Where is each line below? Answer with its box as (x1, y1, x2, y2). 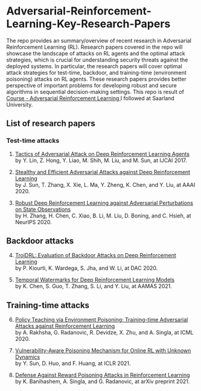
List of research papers (6, 119, 95, 129)
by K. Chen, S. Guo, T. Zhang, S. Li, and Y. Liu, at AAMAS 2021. (14, 283, 172, 290)
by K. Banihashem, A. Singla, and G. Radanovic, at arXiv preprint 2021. (14, 378, 190, 385)
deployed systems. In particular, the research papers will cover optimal (6, 62, 182, 70)
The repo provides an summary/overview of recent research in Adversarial (6, 37, 192, 44)
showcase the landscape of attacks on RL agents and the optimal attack (6, 49, 185, 57)
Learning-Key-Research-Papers (6, 17, 171, 31)
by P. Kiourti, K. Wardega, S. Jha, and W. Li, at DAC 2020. (14, 264, 158, 272)
